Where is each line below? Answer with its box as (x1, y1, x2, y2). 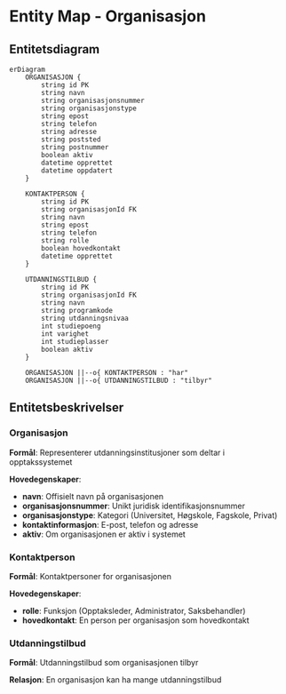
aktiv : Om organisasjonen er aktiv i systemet (21, 529, 187, 539)
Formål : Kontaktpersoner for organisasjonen (9, 570, 171, 581)
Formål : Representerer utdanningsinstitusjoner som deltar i (9, 447, 225, 458)
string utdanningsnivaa (41, 314, 129, 323)
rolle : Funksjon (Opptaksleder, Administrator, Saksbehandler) (21, 605, 246, 616)
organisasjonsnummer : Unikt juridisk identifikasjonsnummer (21, 500, 246, 511)
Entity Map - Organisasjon (9, 6, 207, 27)
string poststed (41, 135, 101, 144)
